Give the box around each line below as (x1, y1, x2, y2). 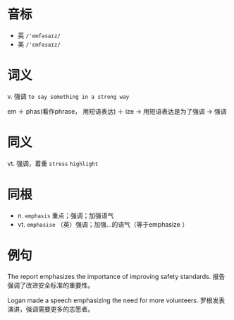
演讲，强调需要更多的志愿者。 (7, 304, 94, 313)
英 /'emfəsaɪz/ (17, 31, 61, 40)
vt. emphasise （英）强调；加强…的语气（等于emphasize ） (17, 220, 189, 228)
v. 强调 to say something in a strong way (7, 92, 130, 100)
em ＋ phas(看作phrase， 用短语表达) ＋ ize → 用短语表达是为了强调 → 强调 (7, 107, 227, 115)
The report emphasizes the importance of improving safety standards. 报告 (7, 272, 226, 280)
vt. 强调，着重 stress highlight (7, 159, 99, 167)
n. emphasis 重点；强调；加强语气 (17, 211, 114, 220)
